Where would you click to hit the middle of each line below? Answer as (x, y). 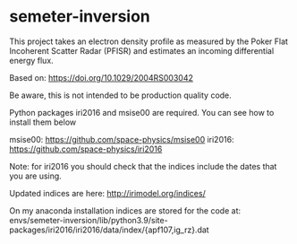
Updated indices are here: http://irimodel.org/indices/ (107, 193)
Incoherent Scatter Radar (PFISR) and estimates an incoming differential (142, 50)
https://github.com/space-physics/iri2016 (86, 149)
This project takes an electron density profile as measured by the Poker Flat (149, 41)
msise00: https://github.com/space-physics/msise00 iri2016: (122, 139)
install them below (43, 122)
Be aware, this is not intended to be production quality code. (121, 95)
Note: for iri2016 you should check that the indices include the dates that (143, 166)
